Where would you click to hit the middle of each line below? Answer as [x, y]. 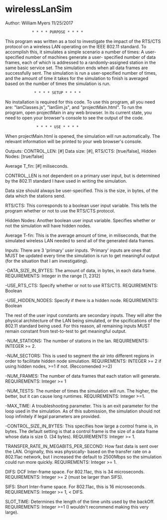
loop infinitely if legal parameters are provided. [53, 416]
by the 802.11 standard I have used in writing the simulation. [66, 181]
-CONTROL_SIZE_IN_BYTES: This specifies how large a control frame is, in [82, 426]
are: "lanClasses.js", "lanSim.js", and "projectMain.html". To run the [74, 107]
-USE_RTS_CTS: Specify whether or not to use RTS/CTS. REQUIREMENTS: [82, 285]
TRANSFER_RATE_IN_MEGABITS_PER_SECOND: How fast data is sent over [82, 446]
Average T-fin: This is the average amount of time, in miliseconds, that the [81, 235]
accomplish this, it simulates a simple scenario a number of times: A [75, 52]
